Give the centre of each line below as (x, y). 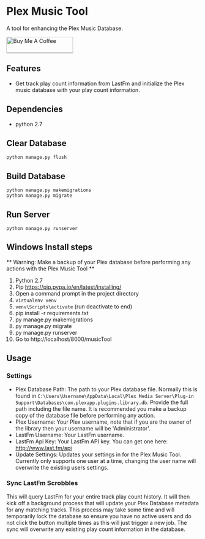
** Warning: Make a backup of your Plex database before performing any (99, 262)
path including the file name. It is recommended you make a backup (101, 408)
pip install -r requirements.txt (52, 313)
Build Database (36, 176)
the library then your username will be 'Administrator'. (83, 428)
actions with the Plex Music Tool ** (50, 269)
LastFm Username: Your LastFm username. (69, 435)
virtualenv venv (36, 300)
